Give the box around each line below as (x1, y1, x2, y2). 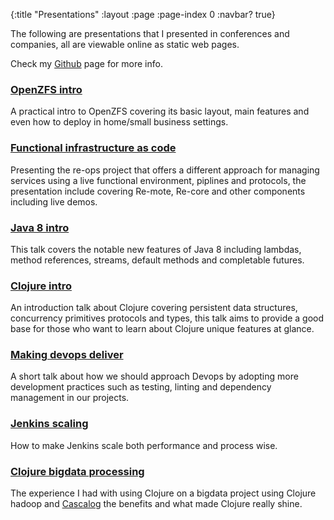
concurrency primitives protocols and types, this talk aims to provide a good (10, 312, 325, 324)
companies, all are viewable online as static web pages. (10, 39, 240, 50)
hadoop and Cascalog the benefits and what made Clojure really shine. (10, 498, 303, 510)
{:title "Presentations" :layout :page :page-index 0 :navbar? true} (10, 9, 276, 20)
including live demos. (10, 195, 98, 208)
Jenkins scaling (10, 417, 89, 431)
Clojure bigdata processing (10, 464, 145, 478)
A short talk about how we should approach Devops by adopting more (10, 370, 299, 383)
